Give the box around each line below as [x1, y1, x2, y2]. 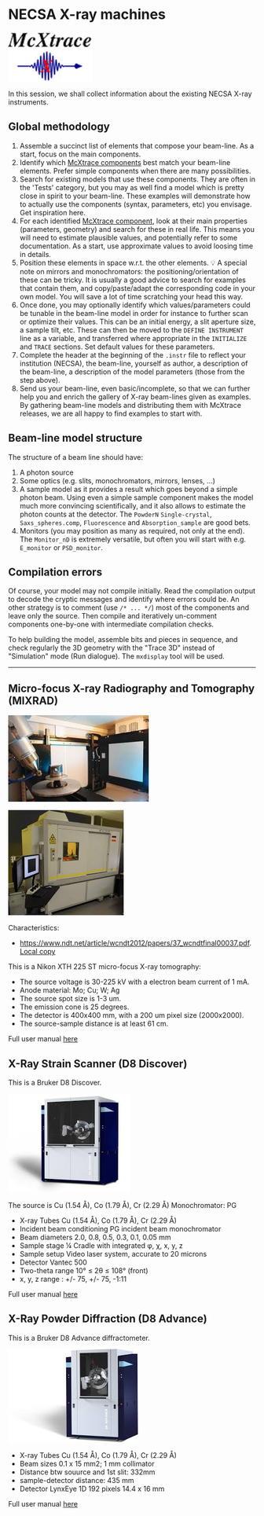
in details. [19, 249, 51, 259]
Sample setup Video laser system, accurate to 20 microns [19, 1250, 207, 1258]
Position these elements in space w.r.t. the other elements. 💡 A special [19, 258, 247, 267]
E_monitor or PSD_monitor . [19, 542, 104, 552]
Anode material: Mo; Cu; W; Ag [19, 986, 120, 995]
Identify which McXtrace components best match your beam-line [19, 157, 231, 167]
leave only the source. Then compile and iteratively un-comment [8, 611, 218, 621]
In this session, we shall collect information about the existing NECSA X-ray [8, 89, 253, 98]
